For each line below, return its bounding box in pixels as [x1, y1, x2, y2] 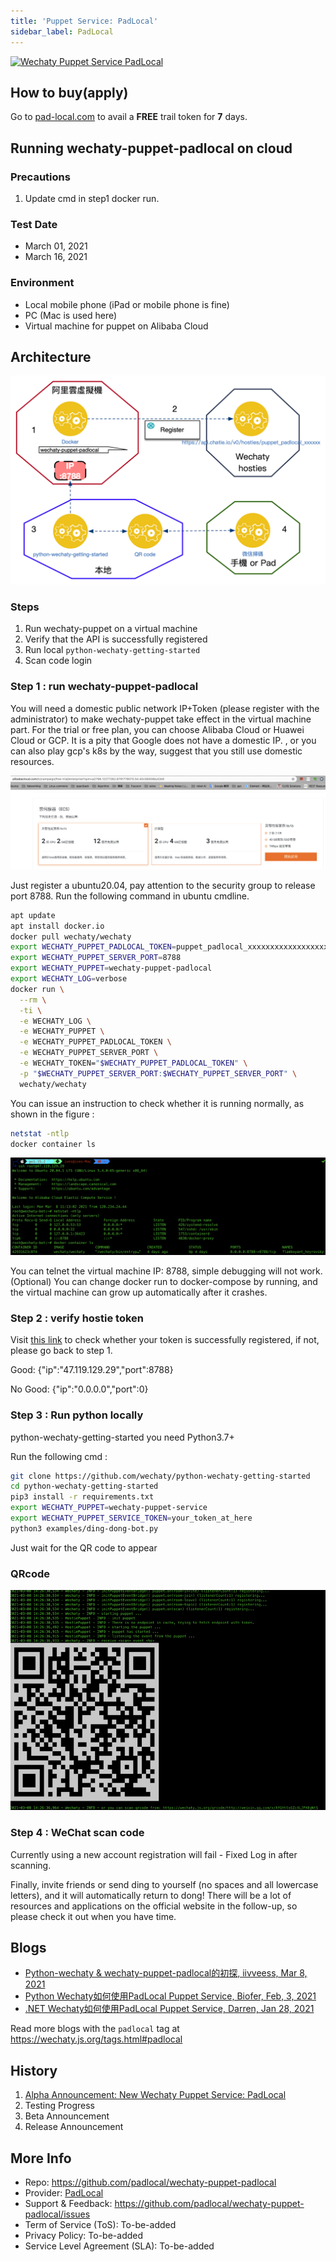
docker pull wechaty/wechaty [10, 931, 132, 942]
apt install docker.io [10, 921, 105, 931]
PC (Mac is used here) [24, 309, 118, 321]
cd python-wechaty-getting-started [10, 1481, 159, 1492]
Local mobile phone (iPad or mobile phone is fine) [24, 298, 230, 310]
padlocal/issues [24, 2208, 91, 2220]
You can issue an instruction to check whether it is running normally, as [10, 1097, 305, 1109]
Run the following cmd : [10, 1450, 108, 1462]
